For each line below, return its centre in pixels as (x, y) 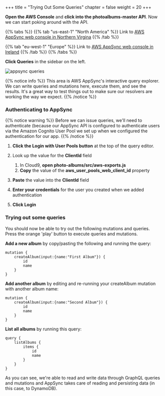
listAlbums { (28, 342)
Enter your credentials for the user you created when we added (78, 190)
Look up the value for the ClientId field (52, 156)
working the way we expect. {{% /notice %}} (51, 97)
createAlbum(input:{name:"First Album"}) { (60, 257)
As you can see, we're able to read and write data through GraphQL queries (83, 378)
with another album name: (32, 289)
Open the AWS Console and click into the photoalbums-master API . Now (82, 17)
